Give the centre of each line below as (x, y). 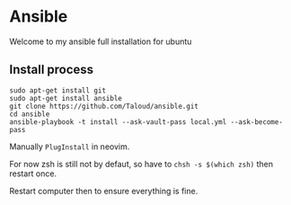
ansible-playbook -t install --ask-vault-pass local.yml (118, 122)
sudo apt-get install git (57, 90)
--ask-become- (256, 122)
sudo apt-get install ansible (66, 98)
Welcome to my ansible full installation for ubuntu (101, 41)
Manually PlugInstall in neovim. (70, 147)
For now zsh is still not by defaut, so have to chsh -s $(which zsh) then (141, 164)
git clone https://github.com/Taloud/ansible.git (104, 106)
